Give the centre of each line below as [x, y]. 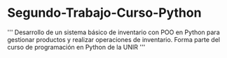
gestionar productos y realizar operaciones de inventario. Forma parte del [114, 39]
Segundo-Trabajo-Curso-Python [104, 13]
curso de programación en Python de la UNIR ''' [76, 47]
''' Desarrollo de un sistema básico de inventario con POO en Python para [113, 32]
